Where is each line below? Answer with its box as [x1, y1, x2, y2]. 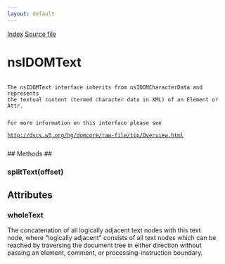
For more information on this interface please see [7, 120, 162, 127]
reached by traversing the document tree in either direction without [7, 241, 202, 249]
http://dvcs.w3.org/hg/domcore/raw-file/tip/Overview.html [7, 132, 184, 139]
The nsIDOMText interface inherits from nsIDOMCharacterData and [7, 84, 202, 91]
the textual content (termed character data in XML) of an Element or [7, 96, 219, 103]
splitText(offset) [7, 167, 64, 177]
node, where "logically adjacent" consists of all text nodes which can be [7, 233, 217, 241]
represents [7, 89, 39, 97]
